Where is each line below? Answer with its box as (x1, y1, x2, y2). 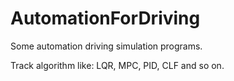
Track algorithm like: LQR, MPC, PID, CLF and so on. (10, 59, 225, 71)
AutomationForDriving (10, 7, 201, 30)
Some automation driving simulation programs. (10, 40, 203, 52)
